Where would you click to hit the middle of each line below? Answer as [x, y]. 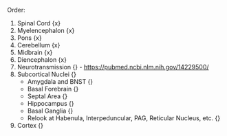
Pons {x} [30, 38]
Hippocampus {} [51, 103]
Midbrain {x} [35, 52]
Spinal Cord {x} [39, 23]
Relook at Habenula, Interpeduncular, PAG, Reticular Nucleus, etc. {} [124, 118]
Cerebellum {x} [39, 45]
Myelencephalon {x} [46, 31]
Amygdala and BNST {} [60, 81]
